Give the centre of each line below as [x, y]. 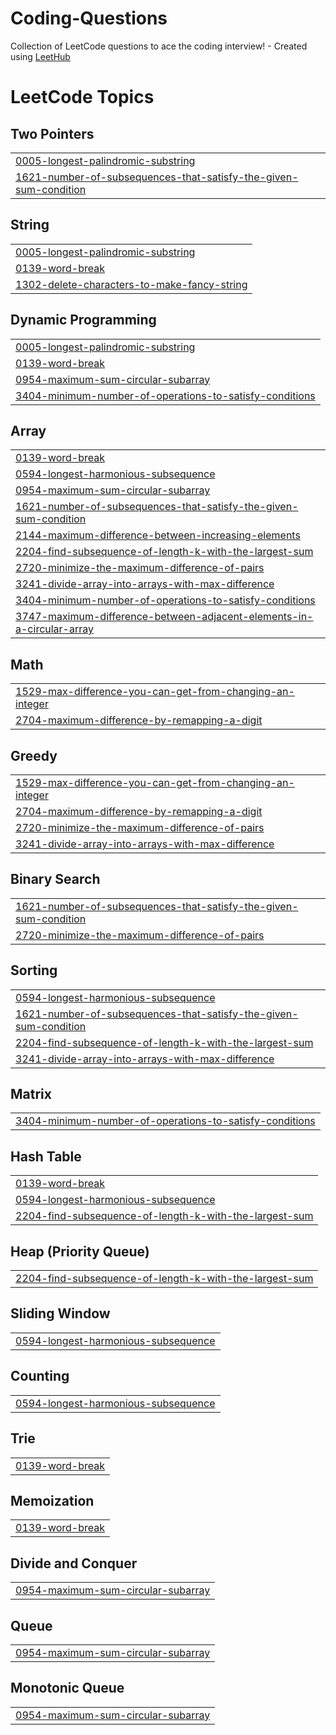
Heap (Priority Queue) [80, 1251]
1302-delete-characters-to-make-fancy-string [131, 284]
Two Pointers [52, 133]
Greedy [34, 755]
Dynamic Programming [83, 320]
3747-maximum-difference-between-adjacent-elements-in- [164, 617]
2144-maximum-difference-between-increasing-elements [158, 535]
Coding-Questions [89, 18]
